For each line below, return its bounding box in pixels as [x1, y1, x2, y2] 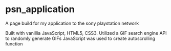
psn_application [5, 4, 75, 15]
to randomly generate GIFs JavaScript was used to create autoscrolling [5, 35, 155, 41]
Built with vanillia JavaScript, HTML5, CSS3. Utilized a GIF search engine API [5, 30, 167, 36]
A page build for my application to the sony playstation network [5, 20, 139, 26]
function [5, 40, 23, 46]
